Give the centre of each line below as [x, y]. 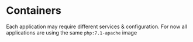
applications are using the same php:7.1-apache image [72, 32]
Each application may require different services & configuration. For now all [97, 26]
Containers [34, 11]
